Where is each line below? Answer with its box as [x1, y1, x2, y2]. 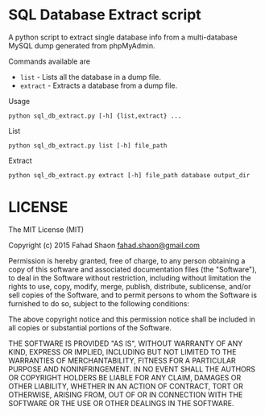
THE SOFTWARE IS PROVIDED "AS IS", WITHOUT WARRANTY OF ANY [8, 338, 243, 348]
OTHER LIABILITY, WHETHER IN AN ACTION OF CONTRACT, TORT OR [8, 381, 243, 391]
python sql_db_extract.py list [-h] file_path [8, 141, 168, 150]
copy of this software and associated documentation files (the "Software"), [8, 264, 258, 274]
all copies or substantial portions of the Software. [8, 322, 172, 332]
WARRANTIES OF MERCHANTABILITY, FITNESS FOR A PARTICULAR [8, 355, 236, 365]
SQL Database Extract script [8, 6, 201, 24]
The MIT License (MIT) [8, 224, 85, 234]
